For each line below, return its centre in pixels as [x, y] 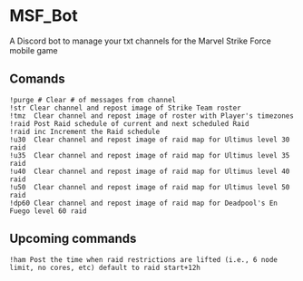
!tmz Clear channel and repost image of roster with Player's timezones [152, 116]
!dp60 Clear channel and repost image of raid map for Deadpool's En [144, 203]
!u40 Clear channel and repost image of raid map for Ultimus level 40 [150, 171]
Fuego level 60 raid [49, 211]
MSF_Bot [44, 16]
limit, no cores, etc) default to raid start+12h [105, 267]
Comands [37, 79]
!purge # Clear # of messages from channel [93, 100]
